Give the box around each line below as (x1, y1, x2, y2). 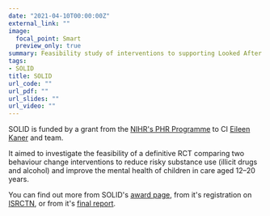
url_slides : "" (8, 95, 60, 103)
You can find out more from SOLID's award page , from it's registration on (8, 190, 252, 200)
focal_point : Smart (15, 34, 82, 43)
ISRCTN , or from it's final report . (8, 199, 116, 209)
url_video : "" (8, 102, 57, 110)
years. (8, 175, 30, 184)
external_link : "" (8, 19, 70, 28)
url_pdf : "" (8, 87, 49, 95)
